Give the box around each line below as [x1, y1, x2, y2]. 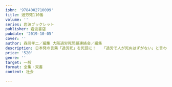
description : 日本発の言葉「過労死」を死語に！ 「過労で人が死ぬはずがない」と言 [5, 46, 163, 51]
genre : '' [5, 55, 27, 60]
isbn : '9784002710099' [5, 7, 54, 13]
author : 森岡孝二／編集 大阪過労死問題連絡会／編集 [5, 41, 102, 46]
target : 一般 [5, 60, 32, 65]
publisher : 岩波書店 [5, 27, 46, 32]
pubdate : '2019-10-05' [5, 31, 54, 36]
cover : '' [5, 36, 27, 41]
